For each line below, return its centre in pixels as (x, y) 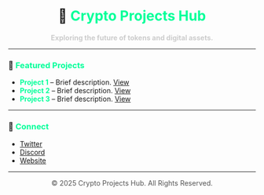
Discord (32, 152)
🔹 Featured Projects (46, 65)
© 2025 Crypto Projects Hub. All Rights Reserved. (132, 182)
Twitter (31, 143)
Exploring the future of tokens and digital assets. (132, 38)
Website (33, 161)
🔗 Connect (29, 127)
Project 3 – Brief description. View (75, 99)
